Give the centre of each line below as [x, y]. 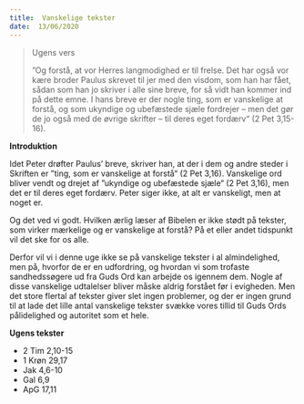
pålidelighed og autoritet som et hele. [79, 315]
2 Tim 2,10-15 [48, 350]
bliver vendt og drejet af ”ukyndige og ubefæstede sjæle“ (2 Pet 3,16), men [149, 182]
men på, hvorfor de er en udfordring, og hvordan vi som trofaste [130, 266]
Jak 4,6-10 [43, 369]
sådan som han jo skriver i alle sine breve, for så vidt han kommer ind [162, 89]
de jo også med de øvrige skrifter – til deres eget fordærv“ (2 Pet [153, 119]
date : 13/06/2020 [44, 26]
